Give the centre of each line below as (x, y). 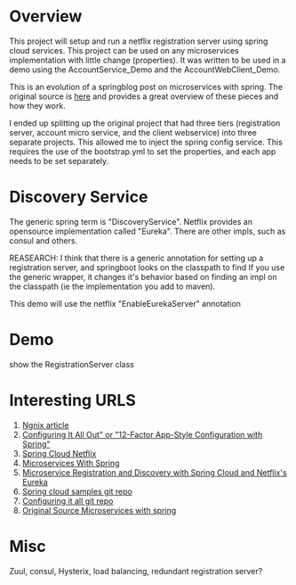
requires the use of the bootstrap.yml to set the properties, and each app (143, 151)
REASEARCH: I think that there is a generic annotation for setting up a (136, 258)
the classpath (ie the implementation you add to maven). (112, 286)
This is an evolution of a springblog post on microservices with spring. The (146, 87)
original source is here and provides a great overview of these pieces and (144, 96)
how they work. (38, 105)
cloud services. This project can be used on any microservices (124, 50)
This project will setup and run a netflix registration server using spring (139, 41)
